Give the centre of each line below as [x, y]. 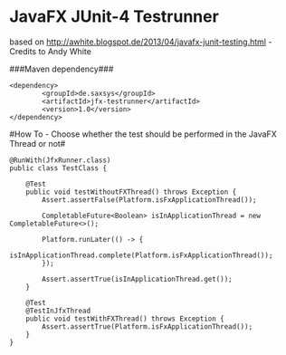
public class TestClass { [58, 168]
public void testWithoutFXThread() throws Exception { [131, 192]
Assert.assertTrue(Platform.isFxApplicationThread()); [148, 326]
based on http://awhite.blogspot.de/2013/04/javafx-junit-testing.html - [141, 42]
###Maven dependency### [62, 69]
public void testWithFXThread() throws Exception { [125, 319]
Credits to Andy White [51, 51]
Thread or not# [38, 143]
